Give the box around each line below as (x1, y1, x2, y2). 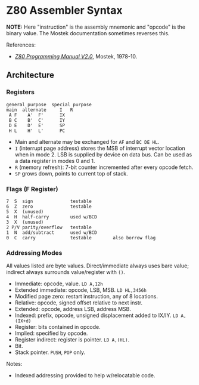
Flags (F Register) (6, 184, 58, 193)
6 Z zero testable (6, 204, 92, 210)
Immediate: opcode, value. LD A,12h (14, 280, 103, 287)
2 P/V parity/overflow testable (6, 224, 92, 230)
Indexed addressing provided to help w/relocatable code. (14, 372, 156, 379)
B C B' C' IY (8, 117, 66, 123)
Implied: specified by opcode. (14, 329, 88, 337)
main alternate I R (6, 107, 73, 113)
